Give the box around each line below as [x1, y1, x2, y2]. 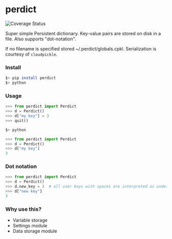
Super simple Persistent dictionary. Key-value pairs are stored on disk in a [5, 30, 161, 36]
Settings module [12, 223, 48, 229]
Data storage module [12, 228, 57, 234]
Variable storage [12, 217, 48, 223]
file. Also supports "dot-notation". [5, 36, 76, 42]
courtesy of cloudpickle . [5, 51, 58, 57]
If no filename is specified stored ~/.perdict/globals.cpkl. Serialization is [5, 45, 157, 52]
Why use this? [5, 205, 42, 212]
